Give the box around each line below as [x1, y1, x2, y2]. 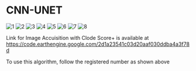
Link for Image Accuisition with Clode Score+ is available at [6, 34, 149, 41]
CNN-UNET [6, 4, 63, 17]
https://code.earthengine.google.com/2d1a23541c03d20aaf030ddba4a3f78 [6, 40, 190, 48]
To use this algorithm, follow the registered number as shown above [6, 58, 170, 65]
